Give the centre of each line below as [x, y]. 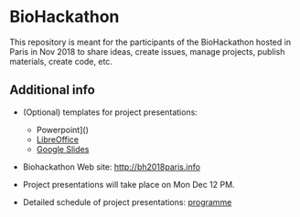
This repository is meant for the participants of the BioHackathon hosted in [150, 42]
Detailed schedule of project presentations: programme [127, 201]
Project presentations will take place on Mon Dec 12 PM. [129, 184]
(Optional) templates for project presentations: [110, 112]
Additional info [53, 90]
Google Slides [63, 149]
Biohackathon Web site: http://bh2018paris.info [112, 167]
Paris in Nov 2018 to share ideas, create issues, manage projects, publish [147, 51]
